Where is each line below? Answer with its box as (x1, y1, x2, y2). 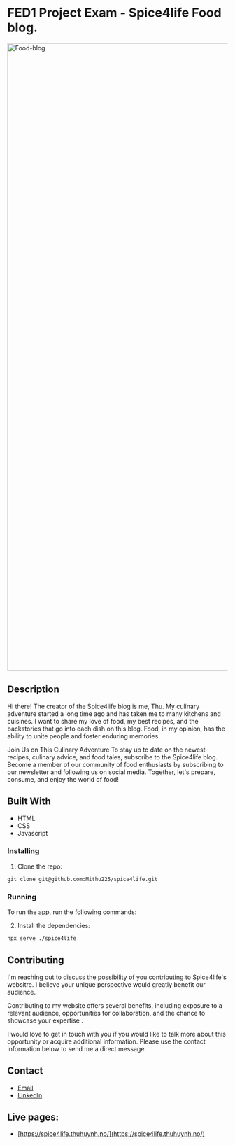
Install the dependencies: (17, 922, 91, 930)
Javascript (17, 829, 48, 837)
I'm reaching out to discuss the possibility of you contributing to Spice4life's (7, 973, 227, 981)
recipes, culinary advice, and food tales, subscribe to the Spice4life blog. (7, 752, 218, 761)
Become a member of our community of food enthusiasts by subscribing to (7, 760, 224, 768)
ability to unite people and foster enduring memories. (7, 731, 161, 740)
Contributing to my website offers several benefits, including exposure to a (7, 1001, 222, 1009)
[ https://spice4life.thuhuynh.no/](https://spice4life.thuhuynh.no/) (17, 1130, 205, 1138)
